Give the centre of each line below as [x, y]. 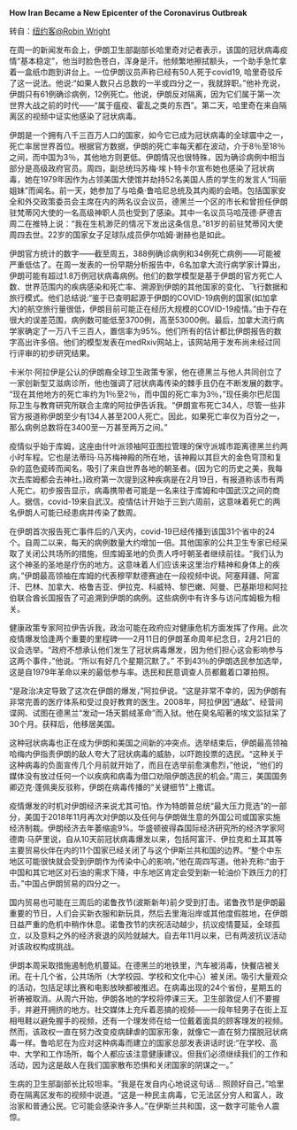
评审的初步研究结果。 [55, 353]
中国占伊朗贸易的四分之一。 [75, 883]
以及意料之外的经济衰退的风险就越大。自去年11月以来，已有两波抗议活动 [156, 935]
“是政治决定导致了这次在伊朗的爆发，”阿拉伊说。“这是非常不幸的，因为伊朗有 [148, 691]
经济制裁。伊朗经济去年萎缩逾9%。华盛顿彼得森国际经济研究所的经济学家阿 [147, 828]
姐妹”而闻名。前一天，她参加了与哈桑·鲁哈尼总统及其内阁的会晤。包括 [136, 190]
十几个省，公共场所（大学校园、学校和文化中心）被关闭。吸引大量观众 [160, 976]
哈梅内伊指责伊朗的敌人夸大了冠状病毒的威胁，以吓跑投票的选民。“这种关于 [147, 754]
